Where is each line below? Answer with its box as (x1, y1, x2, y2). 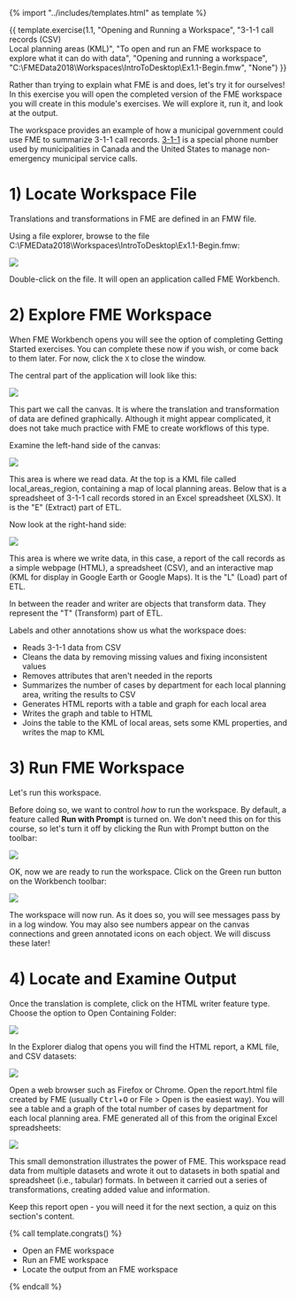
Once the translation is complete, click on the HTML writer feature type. (9, 998, 270, 1008)
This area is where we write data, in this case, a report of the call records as (9, 553, 285, 564)
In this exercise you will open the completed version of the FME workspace (9, 89, 283, 99)
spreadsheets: (9, 1122, 62, 1132)
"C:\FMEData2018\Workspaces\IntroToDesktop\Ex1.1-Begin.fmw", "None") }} (9, 62, 287, 73)
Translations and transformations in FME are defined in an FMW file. (9, 213, 257, 224)
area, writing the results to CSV (21, 688, 136, 699)
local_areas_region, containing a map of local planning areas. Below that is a (9, 483, 287, 494)
